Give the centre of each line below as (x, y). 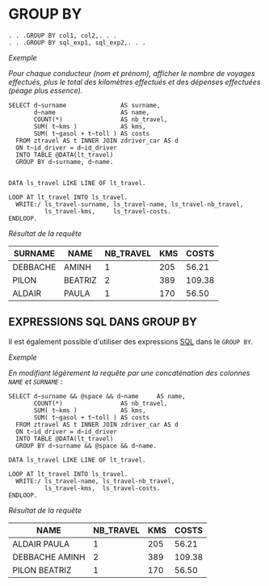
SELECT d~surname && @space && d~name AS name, (97, 396)
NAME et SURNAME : (36, 382)
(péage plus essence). (46, 91)
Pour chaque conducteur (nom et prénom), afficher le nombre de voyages (132, 73)
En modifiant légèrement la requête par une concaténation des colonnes (129, 373)
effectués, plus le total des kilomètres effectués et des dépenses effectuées (134, 82)
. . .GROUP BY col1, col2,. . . (63, 36)
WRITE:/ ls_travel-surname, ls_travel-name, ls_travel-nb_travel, (130, 204)
